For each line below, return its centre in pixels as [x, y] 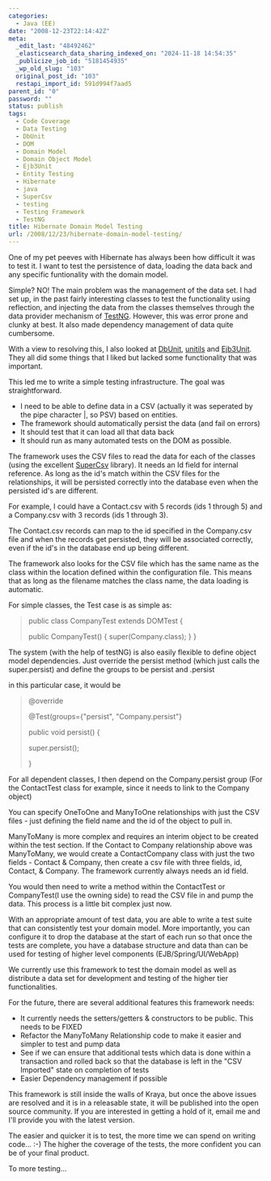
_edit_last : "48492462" [55, 46]
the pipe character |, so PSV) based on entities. [99, 415]
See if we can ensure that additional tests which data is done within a [135, 1053]
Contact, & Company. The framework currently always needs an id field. [129, 871]
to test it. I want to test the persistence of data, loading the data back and [131, 266]
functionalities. [33, 987]
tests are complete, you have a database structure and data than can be [128, 945]
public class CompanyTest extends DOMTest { [106, 621]
